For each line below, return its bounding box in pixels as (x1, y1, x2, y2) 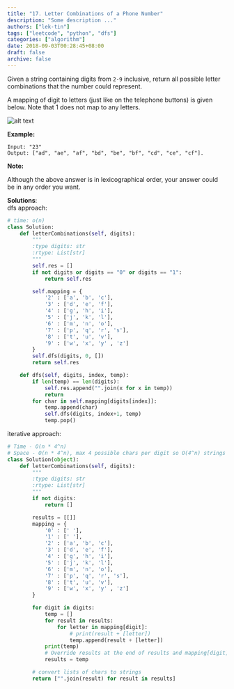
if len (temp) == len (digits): (32, 378, 120, 385)
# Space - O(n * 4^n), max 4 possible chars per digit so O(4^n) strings (7, 449, 226, 456)
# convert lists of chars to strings (32, 669, 141, 676)
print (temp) (44, 643, 79, 650)
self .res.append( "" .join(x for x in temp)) (44, 385, 173, 392)
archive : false (7, 56, 52, 63)
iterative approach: (7, 430, 61, 438)
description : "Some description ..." (7, 17, 117, 24)
